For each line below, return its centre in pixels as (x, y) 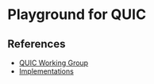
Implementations (46, 71)
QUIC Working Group (54, 63)
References (37, 44)
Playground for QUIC (77, 15)
